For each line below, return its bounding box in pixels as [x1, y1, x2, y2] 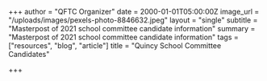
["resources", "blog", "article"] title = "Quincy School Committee [8, 41, 222, 51]
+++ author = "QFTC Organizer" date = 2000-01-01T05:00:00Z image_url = [8, 7, 260, 16]
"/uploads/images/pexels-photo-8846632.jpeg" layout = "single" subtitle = [8, 15, 258, 25]
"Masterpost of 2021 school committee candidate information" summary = [8, 24, 256, 33]
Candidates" [8, 50, 50, 59]
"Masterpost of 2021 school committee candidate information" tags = [8, 32, 240, 42]
